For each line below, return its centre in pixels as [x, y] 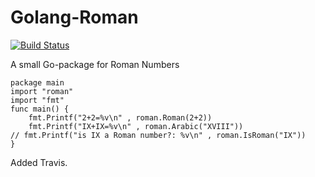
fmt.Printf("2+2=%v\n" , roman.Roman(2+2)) [120, 117]
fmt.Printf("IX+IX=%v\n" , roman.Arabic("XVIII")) [136, 126]
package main [37, 82]
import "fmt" [37, 100]
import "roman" [42, 91]
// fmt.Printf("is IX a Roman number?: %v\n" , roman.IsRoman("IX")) [158, 135]
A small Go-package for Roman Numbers [95, 64]
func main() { [40, 109]
